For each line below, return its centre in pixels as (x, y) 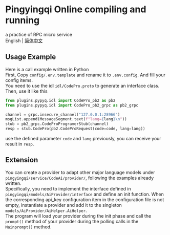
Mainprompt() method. (29, 227)
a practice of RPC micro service (39, 34)
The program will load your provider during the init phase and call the (78, 216)
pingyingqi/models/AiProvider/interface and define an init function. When (84, 194)
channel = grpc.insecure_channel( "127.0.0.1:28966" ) (63, 114)
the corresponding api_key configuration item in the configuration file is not (85, 199)
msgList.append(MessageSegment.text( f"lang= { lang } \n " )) (66, 119)
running (23, 20)
